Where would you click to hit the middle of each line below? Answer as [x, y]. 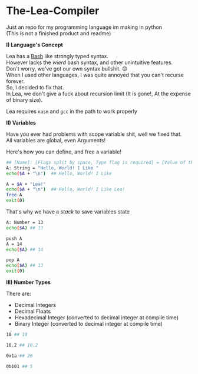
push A [14, 238]
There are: [19, 294]
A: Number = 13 [25, 223]
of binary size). [24, 100]
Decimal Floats [33, 311]
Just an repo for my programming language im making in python [84, 27]
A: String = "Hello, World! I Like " [52, 168]
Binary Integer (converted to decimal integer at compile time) [89, 324]
